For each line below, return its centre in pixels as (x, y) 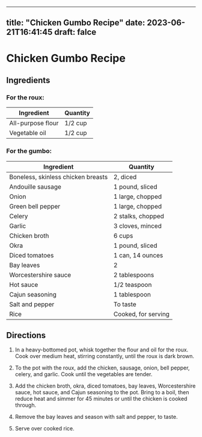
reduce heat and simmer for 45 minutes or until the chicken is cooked (101, 399)
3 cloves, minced (138, 225)
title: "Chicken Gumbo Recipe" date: (76, 23)
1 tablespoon (132, 294)
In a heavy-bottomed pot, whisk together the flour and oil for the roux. (102, 350)
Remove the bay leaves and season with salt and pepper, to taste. (96, 417)
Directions (26, 335)
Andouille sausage (35, 186)
